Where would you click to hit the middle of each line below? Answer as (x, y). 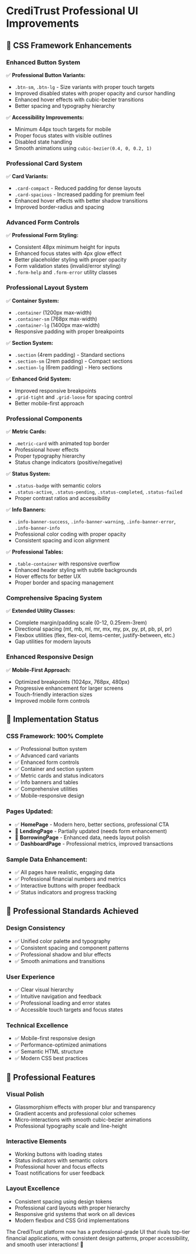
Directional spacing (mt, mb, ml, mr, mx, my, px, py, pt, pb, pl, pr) (93, 629)
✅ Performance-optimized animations (61, 1045)
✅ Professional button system (51, 749)
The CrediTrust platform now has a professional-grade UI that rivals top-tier (98, 1231)
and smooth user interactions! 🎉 (45, 1244)
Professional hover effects (47, 450)
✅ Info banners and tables (46, 782)
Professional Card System (44, 163)
